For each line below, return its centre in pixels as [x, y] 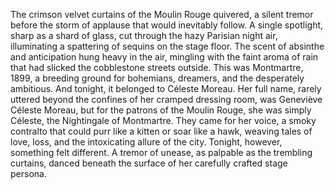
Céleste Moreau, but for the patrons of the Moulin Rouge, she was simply [161, 110]
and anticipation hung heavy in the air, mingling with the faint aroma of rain [164, 57]
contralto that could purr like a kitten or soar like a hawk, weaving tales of [161, 131]
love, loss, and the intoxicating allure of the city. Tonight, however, [146, 142]
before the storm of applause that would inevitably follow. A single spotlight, [167, 25]
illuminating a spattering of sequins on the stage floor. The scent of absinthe [167, 46]
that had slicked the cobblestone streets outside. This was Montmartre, [157, 67]
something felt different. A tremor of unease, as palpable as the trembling [161, 152]
